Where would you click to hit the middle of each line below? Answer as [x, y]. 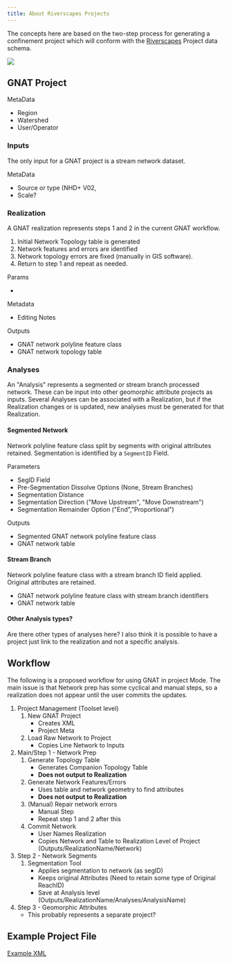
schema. [19, 48]
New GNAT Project [54, 716]
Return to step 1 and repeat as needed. [72, 264]
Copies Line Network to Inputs [81, 745]
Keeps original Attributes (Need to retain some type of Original [127, 877]
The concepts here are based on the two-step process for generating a [109, 33]
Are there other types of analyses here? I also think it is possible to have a [112, 634]
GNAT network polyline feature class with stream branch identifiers [113, 595]
